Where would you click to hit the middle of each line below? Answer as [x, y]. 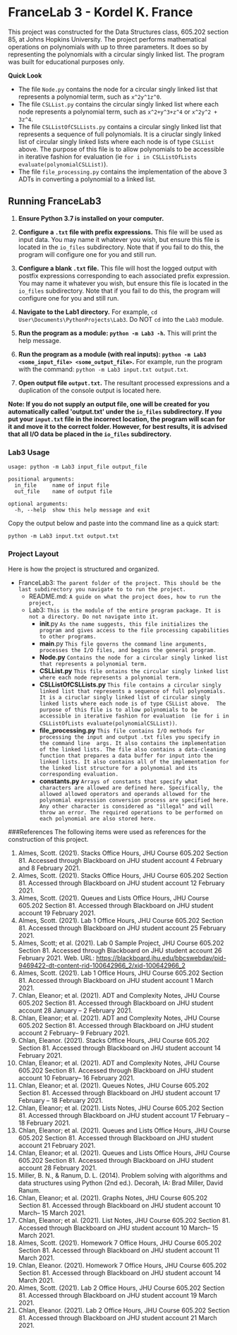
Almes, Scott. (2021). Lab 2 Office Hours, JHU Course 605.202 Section [121, 1288]
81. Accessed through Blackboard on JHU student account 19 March [117, 1295]
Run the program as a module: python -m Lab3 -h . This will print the [117, 333]
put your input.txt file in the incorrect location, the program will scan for [117, 419]
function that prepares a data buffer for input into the [126, 756]
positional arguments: [41, 479]
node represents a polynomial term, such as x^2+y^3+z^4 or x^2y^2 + [118, 111]
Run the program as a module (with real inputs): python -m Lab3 [112, 354]
